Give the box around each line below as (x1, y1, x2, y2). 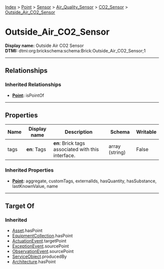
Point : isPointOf (12, 92, 44, 98)
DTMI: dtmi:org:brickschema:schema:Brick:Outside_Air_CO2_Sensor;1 (5, 47, 146, 53)
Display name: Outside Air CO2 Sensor (5, 43, 84, 48)
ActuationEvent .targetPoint (12, 238, 67, 244)
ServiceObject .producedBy (12, 254, 67, 260)
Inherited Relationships (5, 81, 61, 88)
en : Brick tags (53, 140, 85, 147)
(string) (108, 149, 126, 156)
